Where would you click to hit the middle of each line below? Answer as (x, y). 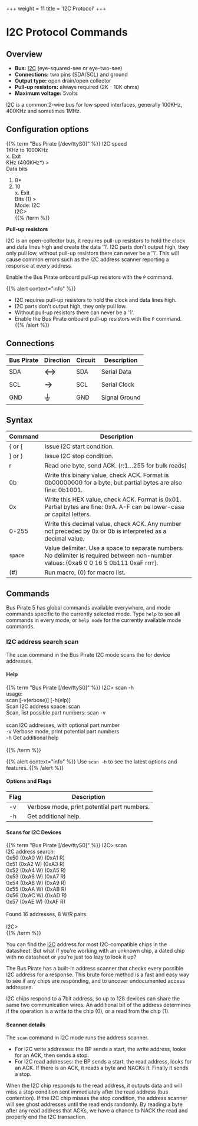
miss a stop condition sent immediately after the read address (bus (87, 1092)
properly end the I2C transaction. (46, 1117)
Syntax (19, 420)
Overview (24, 54)
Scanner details (26, 1025)
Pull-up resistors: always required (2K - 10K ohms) (77, 87)
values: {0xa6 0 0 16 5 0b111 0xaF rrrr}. (101, 563)
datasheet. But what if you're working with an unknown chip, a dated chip (95, 951)
